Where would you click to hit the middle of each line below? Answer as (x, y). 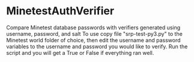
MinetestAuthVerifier (60, 11)
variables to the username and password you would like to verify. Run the (97, 46)
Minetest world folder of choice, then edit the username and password (94, 40)
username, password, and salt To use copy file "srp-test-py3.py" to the (95, 33)
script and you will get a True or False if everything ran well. (80, 52)
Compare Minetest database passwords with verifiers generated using (93, 27)
